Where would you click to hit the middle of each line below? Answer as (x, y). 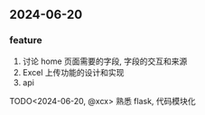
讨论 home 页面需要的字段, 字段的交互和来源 (105, 61)
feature (26, 40)
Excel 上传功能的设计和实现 (73, 72)
